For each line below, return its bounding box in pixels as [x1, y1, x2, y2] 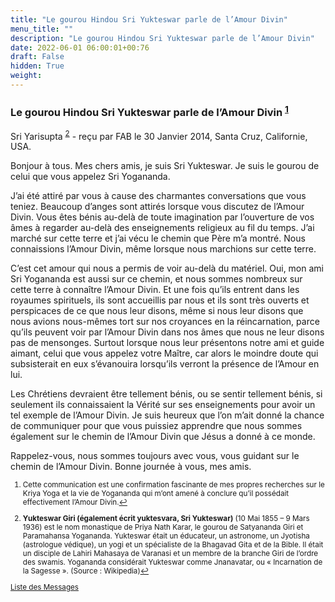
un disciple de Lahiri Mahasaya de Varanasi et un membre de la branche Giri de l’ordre [22, 548, 319, 558]
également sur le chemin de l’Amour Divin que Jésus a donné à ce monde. [10, 431, 316, 443]
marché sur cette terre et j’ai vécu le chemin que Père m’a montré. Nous [10, 232, 306, 245]
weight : [10, 71, 43, 81]
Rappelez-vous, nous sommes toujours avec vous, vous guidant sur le [10, 450, 300, 462]
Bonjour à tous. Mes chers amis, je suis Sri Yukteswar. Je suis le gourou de [10, 160, 320, 172]
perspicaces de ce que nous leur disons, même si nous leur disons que [10, 305, 304, 317]
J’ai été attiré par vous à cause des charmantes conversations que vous [10, 190, 307, 202]
